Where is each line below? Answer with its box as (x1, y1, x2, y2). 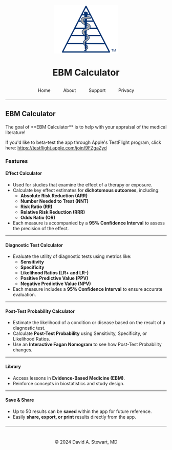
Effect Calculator (5, 170, 42, 176)
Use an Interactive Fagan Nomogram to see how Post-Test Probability (12, 341, 162, 348)
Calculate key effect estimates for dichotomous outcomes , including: (12, 187, 160, 193)
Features (5, 157, 28, 164)
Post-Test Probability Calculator (5, 308, 75, 314)
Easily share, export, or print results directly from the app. (12, 414, 137, 420)
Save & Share (5, 397, 34, 403)
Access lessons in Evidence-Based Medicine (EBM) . (12, 374, 125, 381)
